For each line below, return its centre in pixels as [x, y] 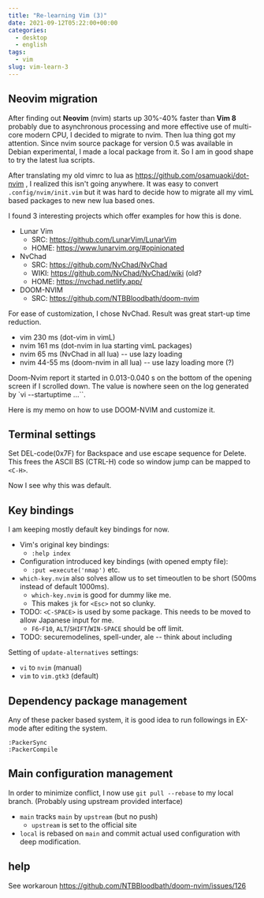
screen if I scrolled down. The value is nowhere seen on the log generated [129, 386]
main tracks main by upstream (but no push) [89, 816]
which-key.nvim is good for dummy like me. [101, 595]
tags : [17, 52]
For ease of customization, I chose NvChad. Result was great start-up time [129, 314]
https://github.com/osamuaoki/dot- [192, 175]
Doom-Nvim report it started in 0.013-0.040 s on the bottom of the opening [130, 378]
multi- [242, 126]
